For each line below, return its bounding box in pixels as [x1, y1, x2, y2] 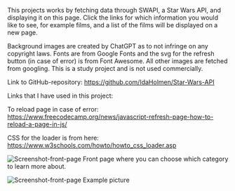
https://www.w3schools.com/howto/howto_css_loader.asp [7, 141, 177, 150]
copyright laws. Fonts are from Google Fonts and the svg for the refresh [7, 49, 215, 58]
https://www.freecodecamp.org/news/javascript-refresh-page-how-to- [7, 112, 214, 121]
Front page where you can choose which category [83, 154, 229, 163]
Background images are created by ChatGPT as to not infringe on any [7, 42, 208, 50]
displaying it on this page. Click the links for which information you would [7, 13, 219, 22]
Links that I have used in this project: [7, 91, 114, 100]
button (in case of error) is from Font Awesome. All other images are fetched [7, 57, 228, 65]
